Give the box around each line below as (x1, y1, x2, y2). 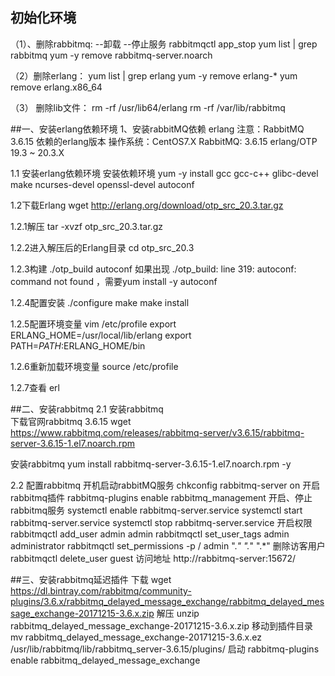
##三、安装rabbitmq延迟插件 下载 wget (10, 573, 172, 585)
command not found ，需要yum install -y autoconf (10, 275, 218, 287)
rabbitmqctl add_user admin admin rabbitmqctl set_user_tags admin (10, 528, 290, 540)
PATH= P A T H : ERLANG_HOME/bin (10, 339, 146, 352)
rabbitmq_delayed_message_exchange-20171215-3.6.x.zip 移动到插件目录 (10, 619, 313, 632)
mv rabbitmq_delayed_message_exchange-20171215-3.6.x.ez (10, 631, 262, 643)
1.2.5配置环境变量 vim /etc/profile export (10, 318, 177, 330)
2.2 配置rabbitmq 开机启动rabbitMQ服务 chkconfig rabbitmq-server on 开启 (10, 479, 321, 491)
